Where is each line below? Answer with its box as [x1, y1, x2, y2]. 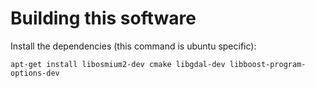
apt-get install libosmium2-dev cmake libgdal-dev [10, 59, 226, 69]
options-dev [10, 68, 60, 78]
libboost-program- [229, 59, 307, 69]
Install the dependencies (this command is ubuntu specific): [10, 40, 257, 52]
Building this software [10, 7, 197, 30]
